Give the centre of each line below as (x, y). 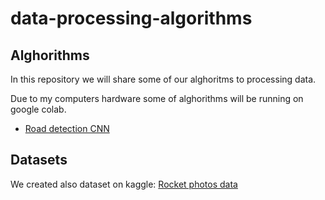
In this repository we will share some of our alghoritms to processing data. (163, 79)
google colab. (38, 109)
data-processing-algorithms (131, 18)
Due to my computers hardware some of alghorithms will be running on (157, 98)
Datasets (39, 160)
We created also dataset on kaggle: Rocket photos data (124, 184)
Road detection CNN (67, 128)
